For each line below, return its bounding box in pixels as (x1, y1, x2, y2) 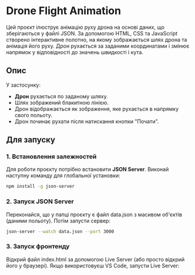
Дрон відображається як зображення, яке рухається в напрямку (14, 105, 179, 112)
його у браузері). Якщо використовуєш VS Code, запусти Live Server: (6, 262, 180, 269)
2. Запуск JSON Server (6, 197, 75, 206)
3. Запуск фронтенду (6, 243, 70, 251)
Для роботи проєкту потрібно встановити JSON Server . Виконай (6, 166, 169, 173)
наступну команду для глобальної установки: (6, 172, 120, 179)
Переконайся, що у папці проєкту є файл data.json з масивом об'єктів (6, 211, 183, 218)
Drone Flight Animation (6, 4, 122, 18)
